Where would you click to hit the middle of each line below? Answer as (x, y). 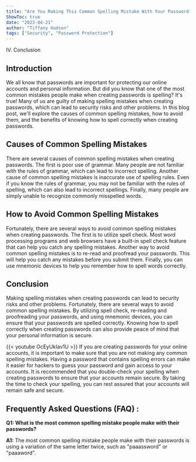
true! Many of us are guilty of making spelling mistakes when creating (90, 101)
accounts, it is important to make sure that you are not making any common (97, 353)
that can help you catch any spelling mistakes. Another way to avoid (88, 247)
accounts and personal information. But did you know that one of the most (95, 88)
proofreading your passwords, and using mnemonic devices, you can (90, 317)
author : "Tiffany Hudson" (37, 28)
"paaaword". (21, 453)
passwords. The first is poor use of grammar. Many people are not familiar (95, 165)
